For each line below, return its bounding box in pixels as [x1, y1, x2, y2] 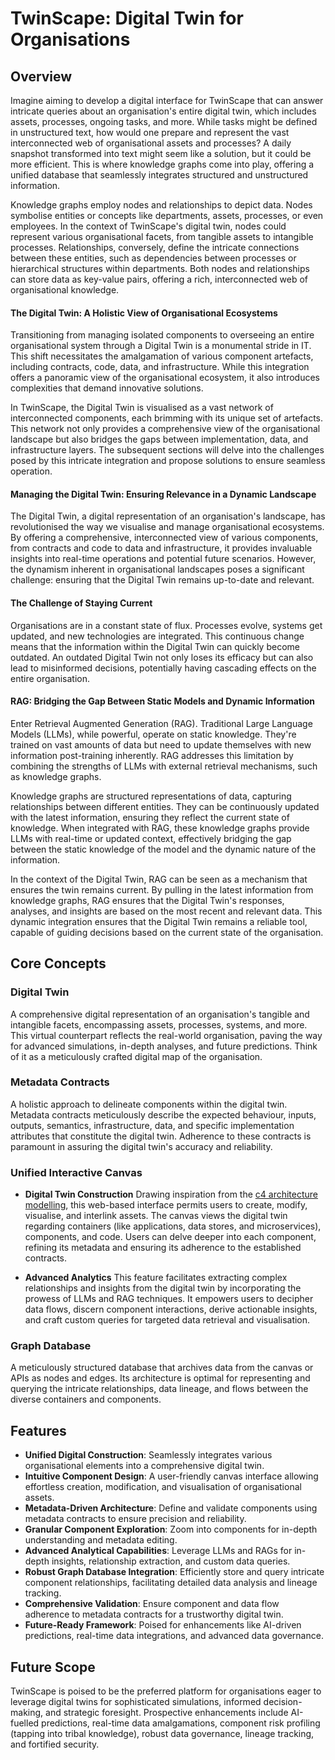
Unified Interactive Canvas [10, 1165, 143, 1179]
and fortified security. [10, 1738, 100, 1751]
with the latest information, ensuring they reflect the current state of [10, 811, 290, 823]
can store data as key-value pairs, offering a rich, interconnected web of [10, 273, 309, 285]
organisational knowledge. [10, 284, 120, 296]
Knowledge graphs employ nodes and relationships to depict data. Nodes [10, 199, 313, 211]
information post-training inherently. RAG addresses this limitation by [10, 749, 294, 761]
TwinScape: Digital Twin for [10, 7, 244, 30]
